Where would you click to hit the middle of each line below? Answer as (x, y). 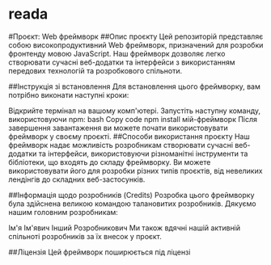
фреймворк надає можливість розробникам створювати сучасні (121, 145)
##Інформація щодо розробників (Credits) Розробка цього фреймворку (131, 195)
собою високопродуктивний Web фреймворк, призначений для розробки (136, 44)
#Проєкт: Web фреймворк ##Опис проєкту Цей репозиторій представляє (136, 36)
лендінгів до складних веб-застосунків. (77, 179)
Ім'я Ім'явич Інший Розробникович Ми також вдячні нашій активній (125, 228)
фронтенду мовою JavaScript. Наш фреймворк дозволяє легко (117, 53)
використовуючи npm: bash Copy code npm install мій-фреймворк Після (133, 119)
